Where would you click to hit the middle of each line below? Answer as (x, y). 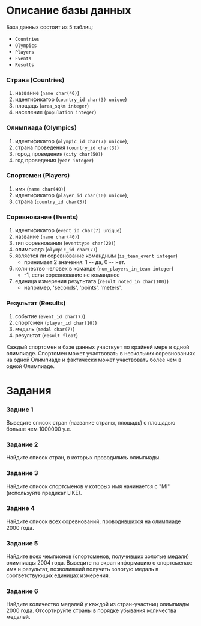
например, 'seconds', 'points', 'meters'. (73, 288)
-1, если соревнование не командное (72, 275)
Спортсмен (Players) (38, 176)
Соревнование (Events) (42, 217)
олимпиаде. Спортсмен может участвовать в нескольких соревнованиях (101, 354)
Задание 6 (22, 591)
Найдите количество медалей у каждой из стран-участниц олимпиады (98, 604)
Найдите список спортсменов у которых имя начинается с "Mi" (88, 486)
